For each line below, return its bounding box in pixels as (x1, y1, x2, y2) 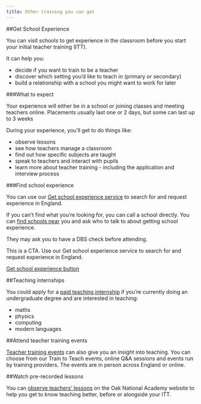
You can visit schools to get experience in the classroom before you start (6, 37, 187, 44)
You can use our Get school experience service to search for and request (6, 193, 187, 201)
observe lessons (14, 138, 56, 145)
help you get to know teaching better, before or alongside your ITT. (6, 390, 172, 398)
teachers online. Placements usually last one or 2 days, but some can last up (6, 108, 195, 116)
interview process (14, 170, 60, 177)
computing (14, 318, 42, 326)
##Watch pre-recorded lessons (6, 372, 84, 380)
